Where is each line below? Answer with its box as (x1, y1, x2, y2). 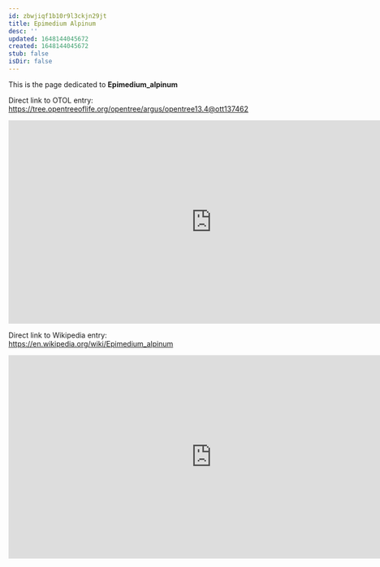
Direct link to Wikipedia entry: (8, 330, 107, 340)
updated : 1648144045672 (8, 34, 89, 43)
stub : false (8, 50, 49, 58)
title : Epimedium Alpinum (8, 20, 96, 28)
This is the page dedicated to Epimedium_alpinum (8, 79, 179, 89)
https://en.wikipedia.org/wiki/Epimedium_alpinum (8, 338, 174, 348)
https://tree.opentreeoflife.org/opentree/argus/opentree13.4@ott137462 (8, 103, 249, 114)
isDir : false (8, 58, 53, 66)
